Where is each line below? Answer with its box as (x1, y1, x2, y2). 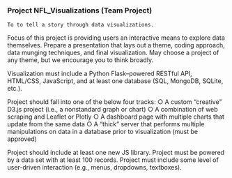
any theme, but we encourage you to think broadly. (7, 56, 154, 64)
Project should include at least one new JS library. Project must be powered (7, 149, 225, 157)
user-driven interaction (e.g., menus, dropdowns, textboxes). (7, 163, 183, 172)
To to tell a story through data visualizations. (7, 22, 155, 29)
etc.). (7, 84, 22, 93)
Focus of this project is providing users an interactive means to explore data (7, 34, 225, 42)
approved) (7, 135, 37, 143)
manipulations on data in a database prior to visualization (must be (7, 128, 199, 136)
